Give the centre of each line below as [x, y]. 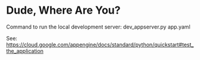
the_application [25, 50]
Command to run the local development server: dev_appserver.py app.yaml [98, 27]
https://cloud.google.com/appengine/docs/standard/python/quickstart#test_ [100, 45]
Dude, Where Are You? [63, 10]
